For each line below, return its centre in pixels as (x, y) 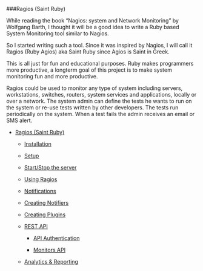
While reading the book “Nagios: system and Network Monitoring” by (92, 20)
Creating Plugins (45, 214)
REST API (36, 226)
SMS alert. (19, 120)
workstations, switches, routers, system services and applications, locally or (101, 94)
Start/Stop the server (50, 167)
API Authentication (56, 238)
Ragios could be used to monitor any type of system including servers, (95, 88)
